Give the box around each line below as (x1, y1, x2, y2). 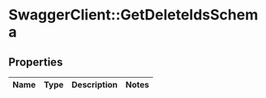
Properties (8, 55, 63, 69)
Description (71, 79, 118, 90)
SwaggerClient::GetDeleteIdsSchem (8, 6, 259, 24)
